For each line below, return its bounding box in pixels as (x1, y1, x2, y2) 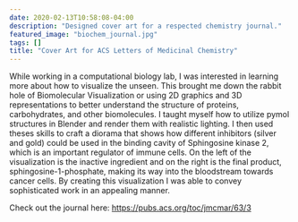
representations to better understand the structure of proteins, (9, 99, 240, 110)
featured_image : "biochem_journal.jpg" (9, 30, 158, 38)
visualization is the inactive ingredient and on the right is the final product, (9, 157, 282, 167)
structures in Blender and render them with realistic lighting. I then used (9, 118, 274, 130)
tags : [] (9, 38, 42, 47)
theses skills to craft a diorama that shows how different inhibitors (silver (9, 128, 277, 139)
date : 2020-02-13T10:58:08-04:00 (9, 13, 134, 22)
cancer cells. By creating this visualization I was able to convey (9, 175, 243, 186)
